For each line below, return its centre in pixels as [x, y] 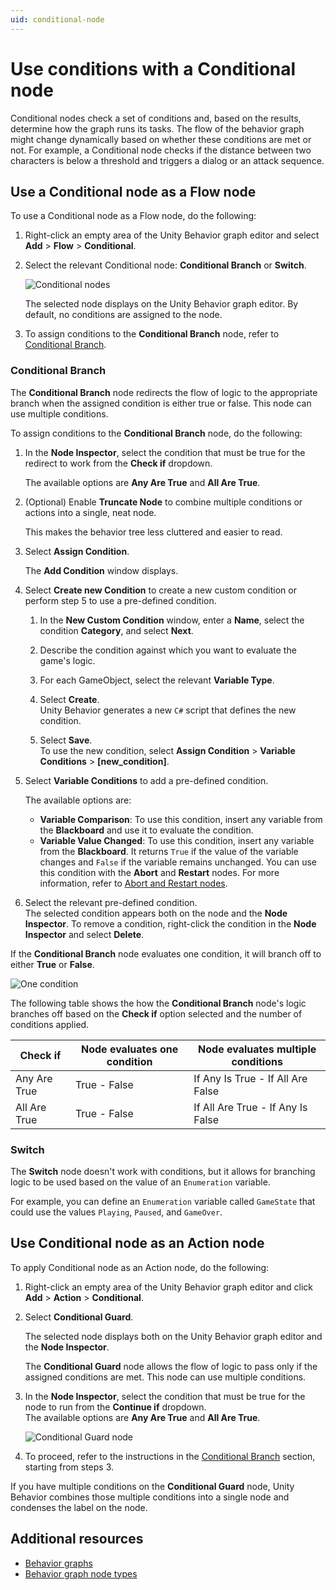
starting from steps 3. [69, 1467]
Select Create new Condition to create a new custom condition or [160, 590]
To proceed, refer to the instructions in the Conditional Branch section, [170, 1456]
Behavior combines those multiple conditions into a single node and [150, 1497]
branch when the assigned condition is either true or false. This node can [161, 403]
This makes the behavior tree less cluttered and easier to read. [153, 532]
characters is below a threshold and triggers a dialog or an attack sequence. [167, 160]
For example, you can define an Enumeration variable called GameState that [163, 1201]
